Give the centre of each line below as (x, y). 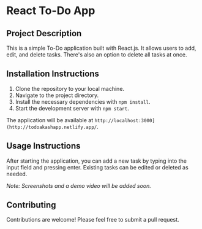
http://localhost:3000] (125, 120)
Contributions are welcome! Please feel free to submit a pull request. (93, 220)
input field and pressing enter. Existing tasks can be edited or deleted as (97, 167)
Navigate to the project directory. (57, 95)
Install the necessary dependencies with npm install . (83, 101)
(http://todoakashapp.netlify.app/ (52, 127)
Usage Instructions (43, 146)
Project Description (44, 33)
